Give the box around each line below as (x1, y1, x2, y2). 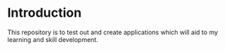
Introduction (7, 5, 82, 21)
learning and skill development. (7, 35, 99, 43)
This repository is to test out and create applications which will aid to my (7, 28, 218, 36)
